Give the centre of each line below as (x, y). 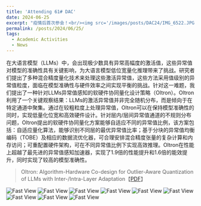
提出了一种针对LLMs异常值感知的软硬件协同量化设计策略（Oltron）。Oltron (103, 93)
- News (20, 45)
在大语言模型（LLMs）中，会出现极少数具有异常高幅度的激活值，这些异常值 (99, 63)
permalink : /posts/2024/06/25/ (45, 28)
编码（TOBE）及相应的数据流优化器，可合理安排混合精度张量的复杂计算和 (97, 137)
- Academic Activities (40, 39)
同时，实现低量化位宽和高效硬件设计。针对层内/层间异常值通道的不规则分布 (99, 115)
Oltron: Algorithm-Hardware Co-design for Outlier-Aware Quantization (107, 171)
